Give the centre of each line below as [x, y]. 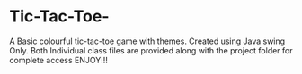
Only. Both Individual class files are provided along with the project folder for [151, 50]
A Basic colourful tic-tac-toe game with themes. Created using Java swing [147, 41]
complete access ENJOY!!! [58, 60]
